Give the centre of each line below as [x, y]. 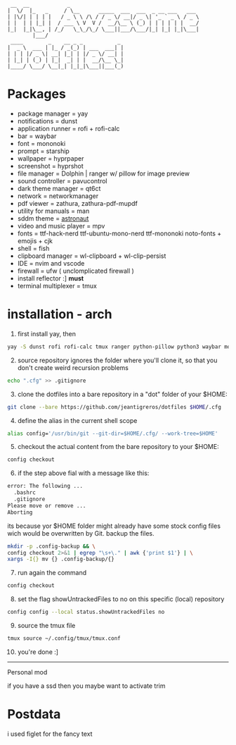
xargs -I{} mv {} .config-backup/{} [61, 559]
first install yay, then [46, 333]
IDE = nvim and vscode [51, 263]
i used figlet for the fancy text [50, 734]
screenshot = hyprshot [51, 166]
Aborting [20, 512]
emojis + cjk [35, 240]
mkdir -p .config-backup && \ [52, 546]
